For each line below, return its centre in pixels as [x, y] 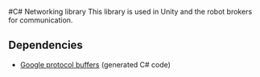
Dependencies [45, 45]
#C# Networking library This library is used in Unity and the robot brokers [130, 12]
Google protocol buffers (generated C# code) [95, 64]
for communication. [41, 20]
